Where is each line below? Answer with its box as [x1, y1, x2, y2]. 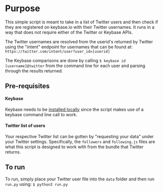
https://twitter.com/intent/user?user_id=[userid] [5, 49, 110, 54]
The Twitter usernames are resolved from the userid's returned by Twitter [5, 38, 153, 44]
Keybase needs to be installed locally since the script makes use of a [5, 106, 144, 112]
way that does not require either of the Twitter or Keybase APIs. [5, 29, 133, 35]
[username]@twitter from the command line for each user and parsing [5, 63, 145, 69]
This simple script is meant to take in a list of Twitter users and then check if [5, 19, 159, 25]
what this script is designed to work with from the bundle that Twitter [5, 144, 144, 150]
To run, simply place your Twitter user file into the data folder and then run [5, 176, 155, 182]
